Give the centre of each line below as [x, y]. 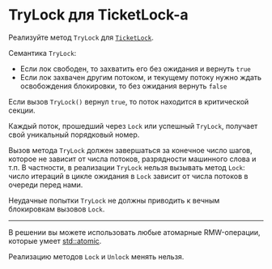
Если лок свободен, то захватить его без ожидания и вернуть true [135, 68]
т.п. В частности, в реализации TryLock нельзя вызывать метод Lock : [127, 167]
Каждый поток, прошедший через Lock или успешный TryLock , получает [133, 126]
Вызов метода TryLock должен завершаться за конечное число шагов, [130, 150]
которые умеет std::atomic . [55, 241]
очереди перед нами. [46, 185]
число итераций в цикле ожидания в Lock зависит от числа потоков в [128, 176]
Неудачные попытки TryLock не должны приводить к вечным [114, 200]
